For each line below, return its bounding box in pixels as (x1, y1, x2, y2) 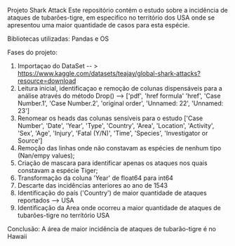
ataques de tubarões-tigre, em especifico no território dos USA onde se (7, 13, 215, 22)
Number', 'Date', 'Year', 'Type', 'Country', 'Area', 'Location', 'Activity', (17, 122, 215, 129)
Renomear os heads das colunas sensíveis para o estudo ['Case (17, 114, 203, 122)
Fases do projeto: (7, 48, 58, 56)
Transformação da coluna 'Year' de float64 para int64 (17, 174, 174, 182)
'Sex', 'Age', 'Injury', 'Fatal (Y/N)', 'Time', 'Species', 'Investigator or (17, 129, 208, 137)
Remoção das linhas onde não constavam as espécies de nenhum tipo (17, 144, 222, 152)
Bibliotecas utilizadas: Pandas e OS (7, 34, 109, 43)
